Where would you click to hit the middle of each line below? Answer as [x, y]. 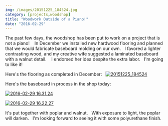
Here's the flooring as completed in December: [54, 74]
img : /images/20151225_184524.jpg [41, 10]
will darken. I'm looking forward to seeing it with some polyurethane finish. [83, 118]
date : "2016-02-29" [26, 24]
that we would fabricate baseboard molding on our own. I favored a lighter [83, 48]
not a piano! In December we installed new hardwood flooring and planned [84, 43]
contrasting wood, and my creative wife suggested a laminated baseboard [82, 54]
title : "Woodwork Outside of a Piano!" [47, 19]
